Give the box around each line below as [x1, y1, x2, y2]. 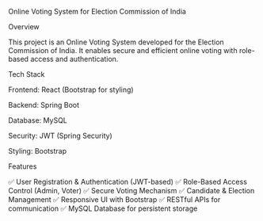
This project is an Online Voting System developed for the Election [8, 37, 224, 47]
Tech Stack [8, 70, 45, 78]
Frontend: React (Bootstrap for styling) [8, 85, 134, 94]
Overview [8, 22, 40, 31]
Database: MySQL [8, 116, 67, 125]
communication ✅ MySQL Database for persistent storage [8, 204, 198, 213]
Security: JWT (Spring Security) [8, 131, 112, 140]
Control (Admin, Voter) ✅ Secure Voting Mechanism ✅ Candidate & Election [8, 186, 255, 195]
